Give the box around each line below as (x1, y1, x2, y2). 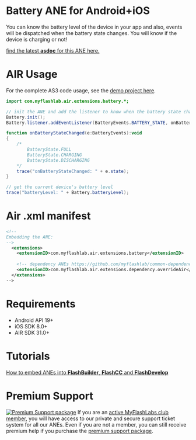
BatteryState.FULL (27, 147, 72, 153)
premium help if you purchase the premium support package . (6, 427, 153, 434)
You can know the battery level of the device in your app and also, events (6, 23, 183, 30)
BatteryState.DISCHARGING (27, 157, 90, 163)
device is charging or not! (6, 36, 68, 43)
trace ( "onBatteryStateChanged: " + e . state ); (16, 168, 129, 174)
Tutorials (6, 349, 50, 363)
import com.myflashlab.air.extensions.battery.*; (6, 98, 129, 104)
